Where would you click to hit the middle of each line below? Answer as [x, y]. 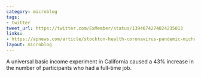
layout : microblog [29, 45]
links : [14, 34]
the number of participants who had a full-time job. [69, 68]
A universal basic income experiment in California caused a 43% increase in [100, 61]
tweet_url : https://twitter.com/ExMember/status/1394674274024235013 [95, 28]
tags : [13, 17]
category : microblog [32, 12]
